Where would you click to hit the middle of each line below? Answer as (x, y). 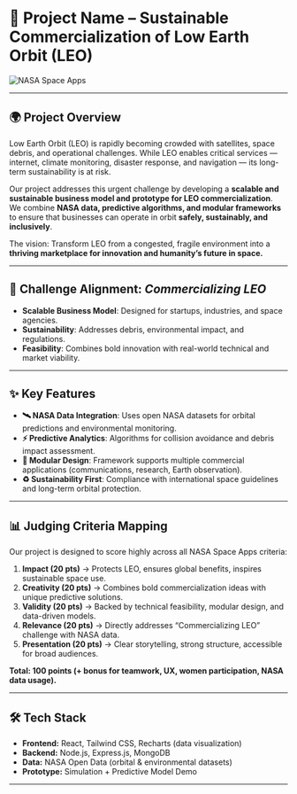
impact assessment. (58, 451)
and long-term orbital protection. (81, 489)
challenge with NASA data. (71, 635)
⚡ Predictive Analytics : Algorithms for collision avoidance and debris (148, 439)
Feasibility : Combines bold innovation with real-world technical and (145, 348)
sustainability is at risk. (69, 171)
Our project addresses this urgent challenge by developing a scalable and (145, 189)
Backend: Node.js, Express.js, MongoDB (96, 753)
